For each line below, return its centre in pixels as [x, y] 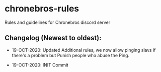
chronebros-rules [42, 9]
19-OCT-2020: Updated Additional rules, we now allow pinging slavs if [84, 50]
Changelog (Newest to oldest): [53, 38]
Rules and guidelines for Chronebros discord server [57, 22]
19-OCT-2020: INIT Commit [40, 65]
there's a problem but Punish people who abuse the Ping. [71, 55]
